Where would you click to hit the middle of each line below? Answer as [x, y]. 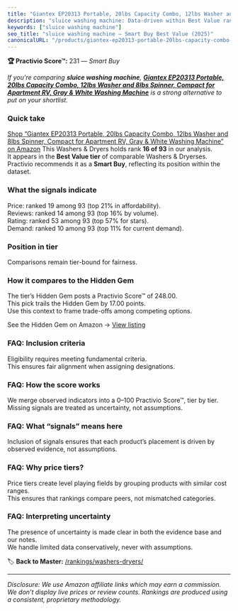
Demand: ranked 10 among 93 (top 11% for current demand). [96, 228]
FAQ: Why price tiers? [46, 467]
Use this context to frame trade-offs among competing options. [100, 311]
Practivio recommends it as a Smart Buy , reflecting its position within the [114, 164]
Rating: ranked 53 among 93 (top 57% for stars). [78, 220]
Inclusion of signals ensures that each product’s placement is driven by [111, 442]
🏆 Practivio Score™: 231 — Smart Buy [64, 61]
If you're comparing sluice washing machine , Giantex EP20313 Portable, [116, 77]
